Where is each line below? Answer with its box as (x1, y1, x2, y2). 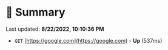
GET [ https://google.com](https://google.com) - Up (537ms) (14, 37, 163, 44)
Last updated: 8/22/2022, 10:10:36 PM (5, 25, 104, 33)
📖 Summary (5, 5, 66, 19)
